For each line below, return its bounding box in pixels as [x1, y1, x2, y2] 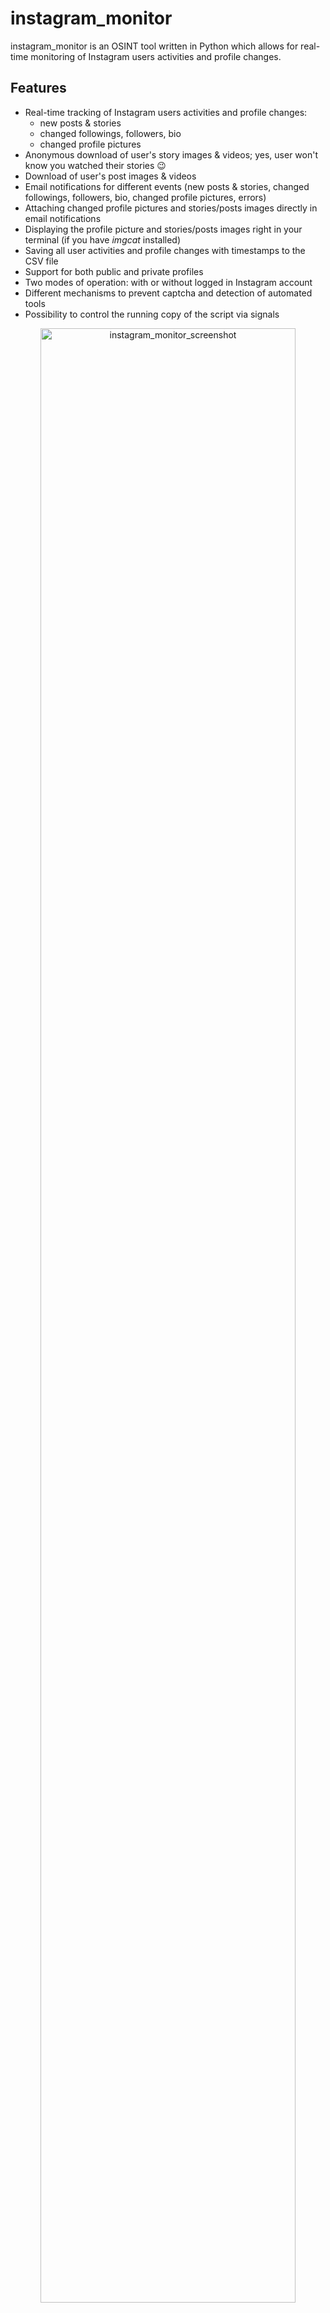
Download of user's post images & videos [24, 170, 197, 182]
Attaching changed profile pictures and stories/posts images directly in [24, 202, 318, 214]
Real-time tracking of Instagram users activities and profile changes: [24, 106, 308, 118]
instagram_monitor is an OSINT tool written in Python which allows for [10, 40, 299, 52]
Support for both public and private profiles [24, 265, 204, 277]
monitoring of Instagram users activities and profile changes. [30, 50, 282, 62]
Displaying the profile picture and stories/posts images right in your [24, 223, 303, 235]
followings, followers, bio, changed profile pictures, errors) [24, 191, 267, 203]
